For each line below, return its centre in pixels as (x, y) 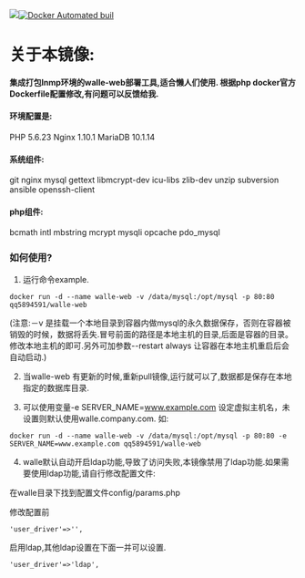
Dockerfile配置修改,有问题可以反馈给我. (84, 93)
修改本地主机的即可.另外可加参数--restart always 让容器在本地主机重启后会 (149, 346)
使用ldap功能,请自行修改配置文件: (93, 473)
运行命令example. (56, 279)
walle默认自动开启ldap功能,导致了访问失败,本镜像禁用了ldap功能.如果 (152, 461)
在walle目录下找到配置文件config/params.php (95, 492)
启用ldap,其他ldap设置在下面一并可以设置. (88, 547)
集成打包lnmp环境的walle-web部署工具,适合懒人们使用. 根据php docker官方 (152, 82)
